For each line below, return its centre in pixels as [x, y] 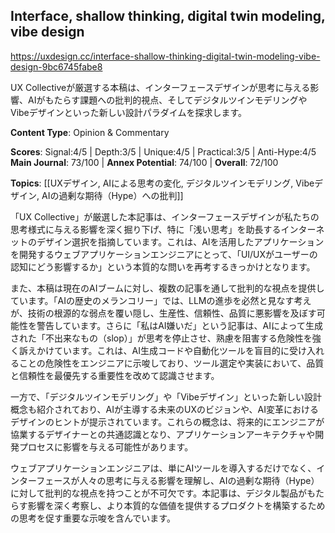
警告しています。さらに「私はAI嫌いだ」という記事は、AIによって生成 [179, 325]
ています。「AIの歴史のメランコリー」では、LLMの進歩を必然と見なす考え [161, 300]
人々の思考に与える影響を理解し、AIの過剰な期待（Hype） [199, 480]
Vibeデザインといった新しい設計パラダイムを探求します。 [129, 112]
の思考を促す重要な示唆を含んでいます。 [93, 518]
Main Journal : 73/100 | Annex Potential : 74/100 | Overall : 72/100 [144, 162]
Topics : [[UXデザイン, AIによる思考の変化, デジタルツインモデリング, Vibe [162, 183]
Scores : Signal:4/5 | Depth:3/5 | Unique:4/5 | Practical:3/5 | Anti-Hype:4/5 [163, 151]
